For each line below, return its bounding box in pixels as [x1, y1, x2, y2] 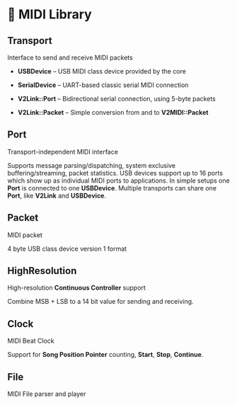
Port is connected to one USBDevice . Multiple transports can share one [7, 183, 217, 192]
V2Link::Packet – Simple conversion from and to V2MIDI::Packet [17, 108, 209, 116]
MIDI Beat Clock [7, 336, 54, 346]
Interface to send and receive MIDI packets [7, 53, 133, 62]
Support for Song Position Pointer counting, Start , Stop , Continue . [7, 350, 204, 359]
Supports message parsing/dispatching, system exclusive [7, 161, 176, 169]
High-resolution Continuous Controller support [7, 283, 146, 292]
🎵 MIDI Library [7, 6, 92, 23]
